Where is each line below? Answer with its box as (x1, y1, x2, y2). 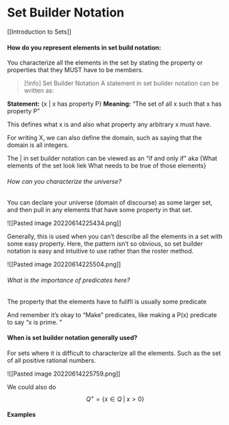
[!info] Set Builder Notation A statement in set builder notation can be (23, 79, 219, 87)
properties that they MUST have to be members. (7, 66, 144, 74)
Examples (7, 411, 36, 418)
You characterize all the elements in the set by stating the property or (7, 58, 203, 67)
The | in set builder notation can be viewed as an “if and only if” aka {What (7, 154, 217, 163)
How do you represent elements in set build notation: (7, 43, 161, 51)
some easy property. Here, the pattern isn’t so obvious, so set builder (7, 240, 204, 248)
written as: (23, 87, 54, 95)
